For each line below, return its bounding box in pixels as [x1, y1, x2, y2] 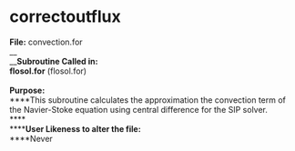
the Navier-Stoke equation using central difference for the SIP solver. [9, 104, 269, 115]
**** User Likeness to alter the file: [9, 123, 141, 134]
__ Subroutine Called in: [9, 55, 98, 66]
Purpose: [9, 85, 46, 96]
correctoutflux [9, 6, 121, 27]
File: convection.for [9, 36, 84, 47]
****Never [9, 133, 53, 144]
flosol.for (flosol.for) [9, 65, 87, 76]
